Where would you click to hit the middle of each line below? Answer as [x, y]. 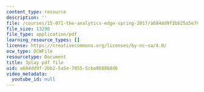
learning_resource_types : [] [43, 40]
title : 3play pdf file [35, 62]
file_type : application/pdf [42, 34]
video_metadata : [27, 74]
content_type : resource [36, 12]
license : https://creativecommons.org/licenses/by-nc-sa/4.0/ [87, 46]
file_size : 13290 [28, 29]
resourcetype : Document [36, 57]
